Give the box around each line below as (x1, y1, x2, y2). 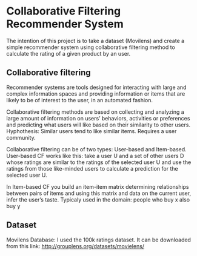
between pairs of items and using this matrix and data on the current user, (6, 189, 192, 197)
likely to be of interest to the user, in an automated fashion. (6, 96, 153, 103)
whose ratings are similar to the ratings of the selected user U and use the (6, 159, 192, 166)
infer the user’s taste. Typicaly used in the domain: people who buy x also (6, 195, 190, 203)
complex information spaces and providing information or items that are (6, 90, 185, 97)
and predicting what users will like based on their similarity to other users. (6, 121, 191, 128)
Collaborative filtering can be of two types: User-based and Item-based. (6, 145, 187, 153)
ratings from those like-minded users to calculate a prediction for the (6, 165, 178, 172)
